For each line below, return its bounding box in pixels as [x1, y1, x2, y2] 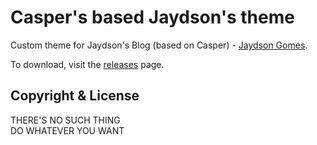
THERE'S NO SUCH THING [10, 114, 121, 126]
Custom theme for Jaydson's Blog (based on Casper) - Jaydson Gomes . [10, 39, 308, 51]
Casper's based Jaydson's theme [10, 6, 295, 29]
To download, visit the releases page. [10, 58, 165, 70]
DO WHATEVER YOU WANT [10, 124, 125, 136]
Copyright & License [10, 87, 140, 105]
